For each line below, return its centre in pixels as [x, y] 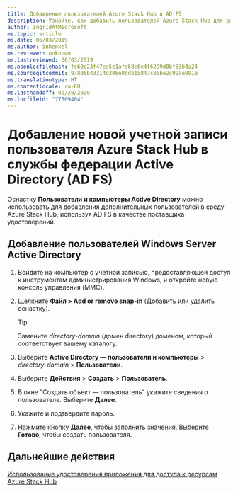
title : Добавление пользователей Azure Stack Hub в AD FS [95, 14]
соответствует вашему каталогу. [68, 343]
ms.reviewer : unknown [39, 54]
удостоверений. [32, 222]
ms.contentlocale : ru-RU [44, 86]
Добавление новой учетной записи [118, 135]
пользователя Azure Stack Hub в [108, 150]
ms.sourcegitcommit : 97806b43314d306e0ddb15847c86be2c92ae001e [103, 73]
